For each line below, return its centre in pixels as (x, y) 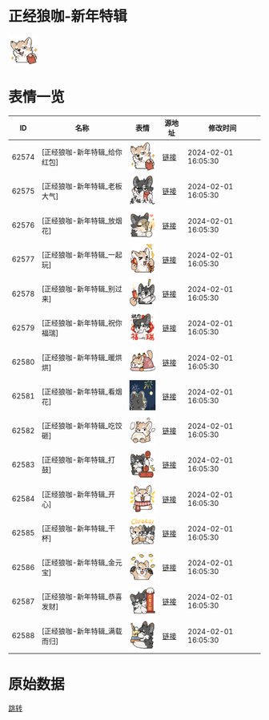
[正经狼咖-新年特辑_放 (78, 220)
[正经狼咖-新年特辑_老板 (82, 186)
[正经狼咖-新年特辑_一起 (82, 254)
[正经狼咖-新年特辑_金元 (82, 563)
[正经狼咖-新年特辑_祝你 (82, 323)
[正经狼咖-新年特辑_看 (78, 391)
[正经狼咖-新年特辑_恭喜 (82, 597)
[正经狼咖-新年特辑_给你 (82, 152)
